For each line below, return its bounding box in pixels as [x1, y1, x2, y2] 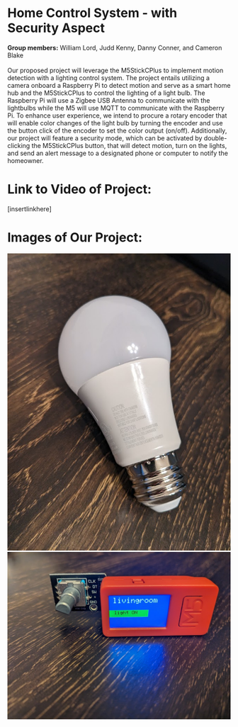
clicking [7, 141, 30, 150]
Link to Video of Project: [7, 181, 152, 198]
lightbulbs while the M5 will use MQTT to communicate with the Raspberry [7, 103, 225, 112]
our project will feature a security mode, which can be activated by [7, 133, 203, 142]
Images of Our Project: [7, 230, 143, 246]
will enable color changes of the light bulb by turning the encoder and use [7, 118, 223, 127]
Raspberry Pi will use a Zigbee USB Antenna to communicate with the [7, 96, 210, 104]
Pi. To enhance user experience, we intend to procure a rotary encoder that [7, 111, 227, 120]
